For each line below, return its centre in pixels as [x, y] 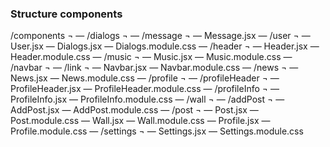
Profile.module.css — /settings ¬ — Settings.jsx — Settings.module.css [157, 131]
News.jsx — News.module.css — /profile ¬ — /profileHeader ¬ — [145, 78]
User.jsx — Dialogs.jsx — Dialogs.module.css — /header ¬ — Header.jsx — [165, 46]
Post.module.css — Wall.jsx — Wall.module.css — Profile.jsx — [140, 121]
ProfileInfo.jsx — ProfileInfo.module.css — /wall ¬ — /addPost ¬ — [147, 99]
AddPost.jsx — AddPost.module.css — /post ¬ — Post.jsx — [134, 110]
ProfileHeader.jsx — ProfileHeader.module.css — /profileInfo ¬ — [145, 89]
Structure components [66, 14]
